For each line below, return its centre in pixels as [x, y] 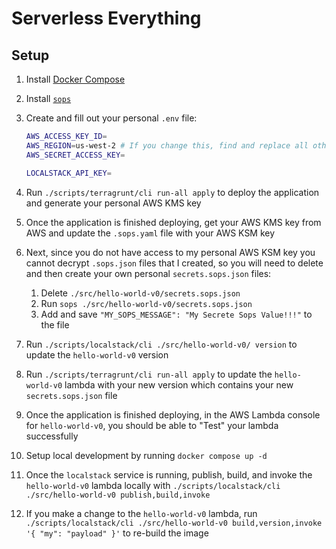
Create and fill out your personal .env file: [111, 118]
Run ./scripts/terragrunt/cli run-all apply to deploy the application [172, 192]
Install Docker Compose [75, 79]
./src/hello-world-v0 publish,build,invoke [118, 495]
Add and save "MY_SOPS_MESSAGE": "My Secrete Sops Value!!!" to [176, 314]
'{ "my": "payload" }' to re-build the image [117, 533]
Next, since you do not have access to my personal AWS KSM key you [170, 252]
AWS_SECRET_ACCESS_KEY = [75, 155]
